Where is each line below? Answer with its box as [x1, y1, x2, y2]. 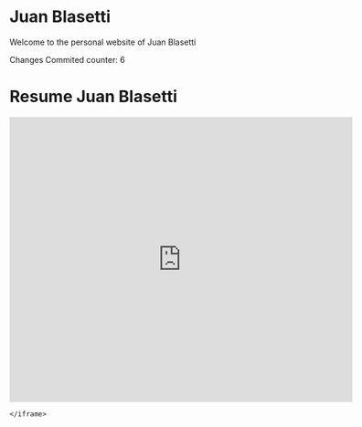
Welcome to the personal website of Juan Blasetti [9, 36, 197, 47]
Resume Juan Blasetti [9, 87, 178, 107]
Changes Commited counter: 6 [9, 54, 125, 65]
